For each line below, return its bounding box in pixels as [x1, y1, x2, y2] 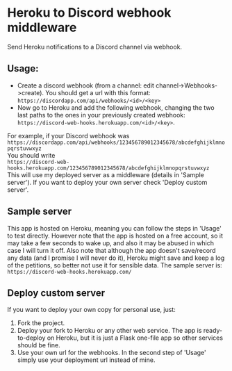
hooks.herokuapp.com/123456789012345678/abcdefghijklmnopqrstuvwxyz [7, 165, 210, 172]
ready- [203, 327, 223, 335]
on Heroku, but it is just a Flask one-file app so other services [47, 333, 224, 342]
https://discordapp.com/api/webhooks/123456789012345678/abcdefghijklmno [7, 139, 226, 146]
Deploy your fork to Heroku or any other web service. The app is [17, 327, 202, 335]
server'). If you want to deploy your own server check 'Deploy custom [7, 178, 208, 186]
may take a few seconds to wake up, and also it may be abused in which [7, 238, 214, 247]
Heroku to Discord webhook [7, 5, 172, 21]
